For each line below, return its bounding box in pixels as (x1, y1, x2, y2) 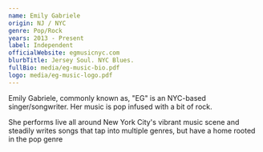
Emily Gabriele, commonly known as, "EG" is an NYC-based (8, 93, 207, 102)
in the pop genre (8, 134, 63, 144)
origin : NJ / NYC (8, 19, 67, 27)
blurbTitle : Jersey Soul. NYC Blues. (8, 57, 135, 65)
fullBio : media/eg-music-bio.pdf (8, 64, 120, 72)
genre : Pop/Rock (8, 26, 63, 34)
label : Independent (8, 42, 74, 50)
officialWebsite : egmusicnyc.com (8, 49, 120, 57)
